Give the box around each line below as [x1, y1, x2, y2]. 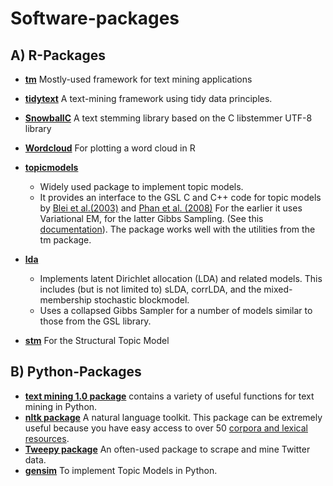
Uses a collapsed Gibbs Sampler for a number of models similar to [39, 305, 313, 316]
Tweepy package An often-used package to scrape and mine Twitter [24, 443, 311, 455]
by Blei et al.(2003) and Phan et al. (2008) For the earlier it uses [39, 202, 303, 214]
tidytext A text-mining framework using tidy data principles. [24, 93, 273, 104]
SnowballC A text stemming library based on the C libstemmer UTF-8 [24, 112, 313, 124]
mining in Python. [24, 400, 98, 412]
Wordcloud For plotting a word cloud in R [24, 142, 196, 154]
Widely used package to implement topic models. [39, 181, 244, 192]
